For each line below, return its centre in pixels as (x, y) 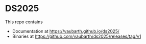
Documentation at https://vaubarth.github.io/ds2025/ (66, 31)
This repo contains (24, 22)
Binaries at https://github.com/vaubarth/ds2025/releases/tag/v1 (76, 36)
